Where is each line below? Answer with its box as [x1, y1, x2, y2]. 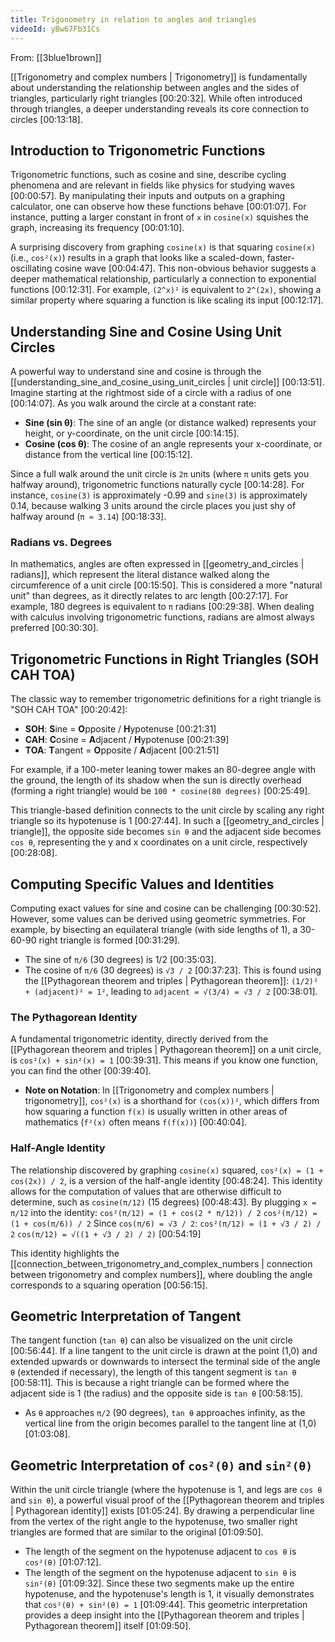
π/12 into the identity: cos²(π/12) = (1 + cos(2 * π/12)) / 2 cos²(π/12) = [10, 1206, 318, 1218]
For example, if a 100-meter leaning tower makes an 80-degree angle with [10, 764, 317, 776]
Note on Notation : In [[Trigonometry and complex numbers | [24, 1084, 275, 1096]
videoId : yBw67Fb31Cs [10, 24, 101, 34]
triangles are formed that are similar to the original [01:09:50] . [10, 1526, 264, 1538]
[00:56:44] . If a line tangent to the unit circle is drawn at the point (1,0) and [10, 1345, 318, 1357]
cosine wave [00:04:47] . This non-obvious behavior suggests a [54, 262, 317, 275]
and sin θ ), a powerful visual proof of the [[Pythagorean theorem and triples [10, 1494, 325, 1506]
